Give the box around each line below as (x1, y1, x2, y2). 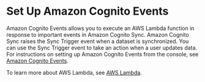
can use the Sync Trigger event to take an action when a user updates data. (6, 44, 198, 51)
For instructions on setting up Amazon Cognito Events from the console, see (6, 50, 199, 58)
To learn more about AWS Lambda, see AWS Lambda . (6, 69, 142, 76)
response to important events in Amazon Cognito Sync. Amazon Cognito (6, 31, 190, 38)
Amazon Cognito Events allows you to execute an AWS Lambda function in (6, 24, 195, 32)
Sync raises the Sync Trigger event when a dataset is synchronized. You (6, 37, 189, 45)
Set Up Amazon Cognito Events (6, 4, 169, 18)
